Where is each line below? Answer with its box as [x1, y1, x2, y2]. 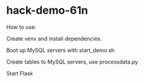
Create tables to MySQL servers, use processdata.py [6, 58, 139, 65]
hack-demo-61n [6, 4, 88, 17]
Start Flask [6, 69, 33, 77]
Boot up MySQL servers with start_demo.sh [6, 46, 115, 54]
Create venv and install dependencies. [6, 35, 102, 42]
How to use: [6, 23, 36, 31]
